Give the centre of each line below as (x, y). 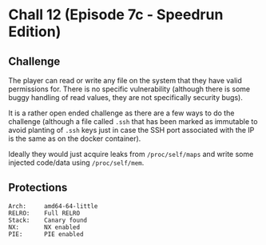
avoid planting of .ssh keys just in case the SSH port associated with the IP (131, 130)
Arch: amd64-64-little (53, 206)
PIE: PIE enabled (46, 234)
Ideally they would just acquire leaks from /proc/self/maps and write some (131, 154)
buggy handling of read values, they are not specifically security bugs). (126, 97)
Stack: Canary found (48, 220)
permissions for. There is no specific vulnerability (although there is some (129, 89)
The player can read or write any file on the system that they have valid (125, 80)
